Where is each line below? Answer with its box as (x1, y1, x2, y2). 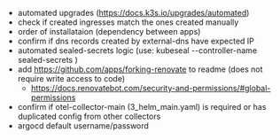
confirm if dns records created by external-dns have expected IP (17, 35, 255, 46)
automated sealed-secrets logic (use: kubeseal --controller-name (17, 45, 258, 56)
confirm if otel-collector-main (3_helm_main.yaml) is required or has (17, 102, 267, 112)
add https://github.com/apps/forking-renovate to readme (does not (17, 64, 263, 74)
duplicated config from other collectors (17, 111, 161, 121)
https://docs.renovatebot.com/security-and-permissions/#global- (30, 83, 271, 93)
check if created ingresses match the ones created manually (17, 17, 239, 27)
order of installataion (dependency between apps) (17, 27, 201, 36)
